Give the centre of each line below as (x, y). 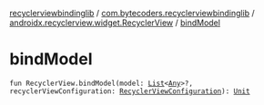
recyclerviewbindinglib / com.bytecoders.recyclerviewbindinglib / (132, 13)
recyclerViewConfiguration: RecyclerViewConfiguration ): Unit (130, 91)
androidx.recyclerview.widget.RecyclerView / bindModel (115, 23)
